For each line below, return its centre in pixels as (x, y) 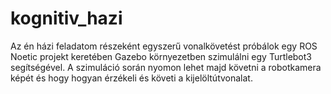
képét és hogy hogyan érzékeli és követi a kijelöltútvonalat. (131, 78)
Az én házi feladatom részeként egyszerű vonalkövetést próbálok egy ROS (164, 46)
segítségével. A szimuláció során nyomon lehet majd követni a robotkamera (166, 67)
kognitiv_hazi (66, 18)
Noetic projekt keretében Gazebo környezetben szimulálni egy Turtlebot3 (161, 56)
